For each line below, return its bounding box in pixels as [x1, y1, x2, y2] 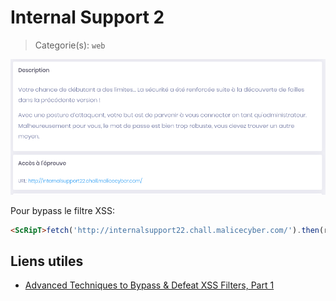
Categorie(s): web [34, 39, 106, 51]
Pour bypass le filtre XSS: [10, 204, 115, 216]
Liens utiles [10, 252, 84, 270]
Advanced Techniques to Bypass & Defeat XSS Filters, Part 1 [24, 279, 275, 291]
